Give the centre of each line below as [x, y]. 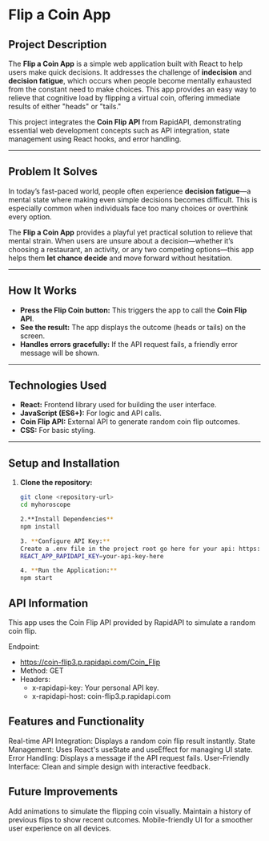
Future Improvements [63, 792]
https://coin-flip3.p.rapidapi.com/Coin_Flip [90, 662]
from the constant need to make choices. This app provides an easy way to [132, 89]
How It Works [43, 291]
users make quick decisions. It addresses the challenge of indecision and [130, 72]
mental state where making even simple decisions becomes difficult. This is [133, 199]
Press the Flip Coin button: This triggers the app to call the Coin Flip [133, 310]
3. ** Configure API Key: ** [65, 541]
